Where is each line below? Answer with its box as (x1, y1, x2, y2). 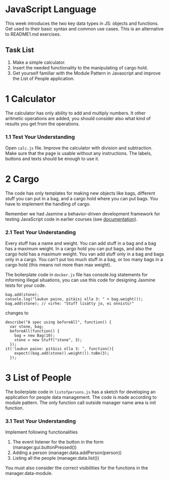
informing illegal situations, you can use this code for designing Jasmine (5, 277, 155, 283)
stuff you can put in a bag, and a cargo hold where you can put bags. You (5, 195, 158, 201)
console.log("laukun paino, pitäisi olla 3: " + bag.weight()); (5, 297, 143, 302)
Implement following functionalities (5, 429, 78, 435)
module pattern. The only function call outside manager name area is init (5, 399, 156, 406)
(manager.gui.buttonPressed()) (12, 445, 77, 451)
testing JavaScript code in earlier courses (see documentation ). (5, 216, 138, 222)
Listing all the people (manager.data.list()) (12, 455, 99, 461)
